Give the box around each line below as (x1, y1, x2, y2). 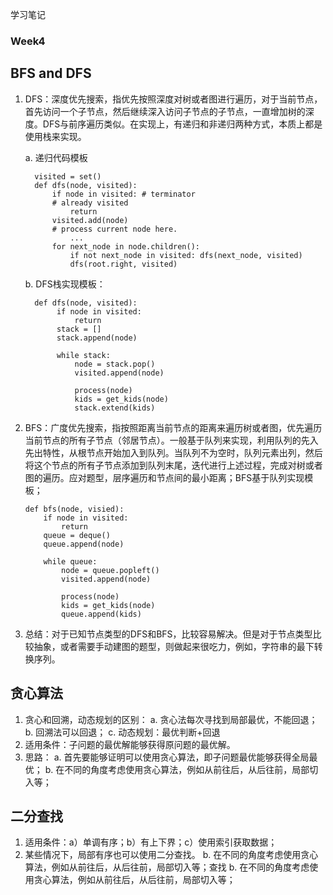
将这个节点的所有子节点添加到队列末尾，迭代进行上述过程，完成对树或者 (24, 459, 323, 471)
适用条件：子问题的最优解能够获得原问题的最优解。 (24, 738, 236, 750)
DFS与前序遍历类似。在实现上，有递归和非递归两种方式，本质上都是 (42, 118, 323, 130)
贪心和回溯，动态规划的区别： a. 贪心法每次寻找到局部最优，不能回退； (24, 713, 318, 725)
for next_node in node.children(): (51, 241, 200, 252)
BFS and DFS (10, 65, 92, 82)
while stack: (56, 350, 111, 360)
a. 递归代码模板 (24, 151, 88, 163)
